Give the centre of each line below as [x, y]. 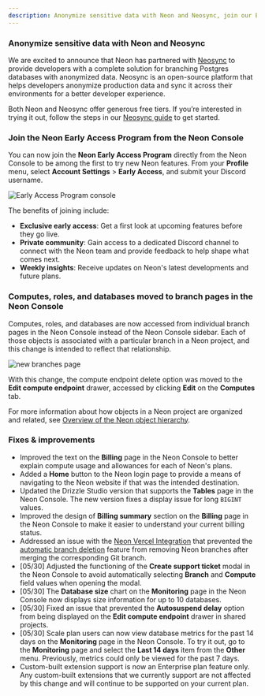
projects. [34, 624]
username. [26, 180]
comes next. [40, 259]
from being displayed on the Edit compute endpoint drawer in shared [132, 616]
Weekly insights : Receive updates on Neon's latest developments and [134, 268]
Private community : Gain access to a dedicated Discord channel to [129, 243]
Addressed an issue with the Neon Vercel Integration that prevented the [136, 541]
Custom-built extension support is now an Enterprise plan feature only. [134, 666]
